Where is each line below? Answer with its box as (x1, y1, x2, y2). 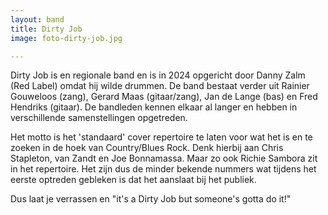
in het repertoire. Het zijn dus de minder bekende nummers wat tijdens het (10, 163, 317, 175)
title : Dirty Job (10, 24, 83, 34)
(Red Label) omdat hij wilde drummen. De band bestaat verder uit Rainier (10, 80, 310, 92)
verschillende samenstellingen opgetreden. (10, 112, 188, 124)
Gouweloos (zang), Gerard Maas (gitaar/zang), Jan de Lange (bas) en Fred (10, 91, 318, 103)
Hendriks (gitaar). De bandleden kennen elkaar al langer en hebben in (10, 101, 298, 113)
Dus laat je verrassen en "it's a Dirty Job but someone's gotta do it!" (10, 193, 292, 205)
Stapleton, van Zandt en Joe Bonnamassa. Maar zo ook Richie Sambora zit (10, 152, 318, 165)
